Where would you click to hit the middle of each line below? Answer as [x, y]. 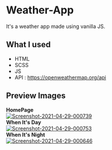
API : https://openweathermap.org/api [60, 77]
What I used [28, 45]
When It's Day [24, 122]
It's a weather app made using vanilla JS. [56, 26]
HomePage [20, 110]
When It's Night [26, 134]
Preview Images [36, 96]
